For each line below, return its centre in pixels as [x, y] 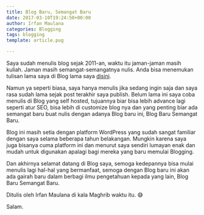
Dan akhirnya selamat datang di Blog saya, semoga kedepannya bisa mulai [100, 163]
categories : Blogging [34, 29]
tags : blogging [26, 35]
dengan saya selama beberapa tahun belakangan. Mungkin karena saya [97, 139]
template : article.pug [35, 40]
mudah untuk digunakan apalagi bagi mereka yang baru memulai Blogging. [100, 151]
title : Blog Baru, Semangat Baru [49, 12]
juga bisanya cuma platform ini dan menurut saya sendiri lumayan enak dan [101, 145]
